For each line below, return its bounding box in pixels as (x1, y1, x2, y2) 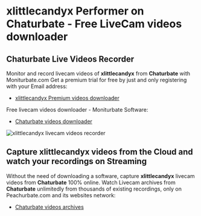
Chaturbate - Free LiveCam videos (6, 17, 182, 31)
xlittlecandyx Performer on (6, 4, 144, 18)
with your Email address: (6, 83, 68, 90)
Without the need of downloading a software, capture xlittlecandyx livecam (6, 172, 195, 179)
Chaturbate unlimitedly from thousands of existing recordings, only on (6, 185, 182, 192)
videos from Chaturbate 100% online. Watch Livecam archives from (6, 179, 176, 186)
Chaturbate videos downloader (14, 118, 92, 125)
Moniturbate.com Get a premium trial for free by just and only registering (6, 77, 187, 83)
